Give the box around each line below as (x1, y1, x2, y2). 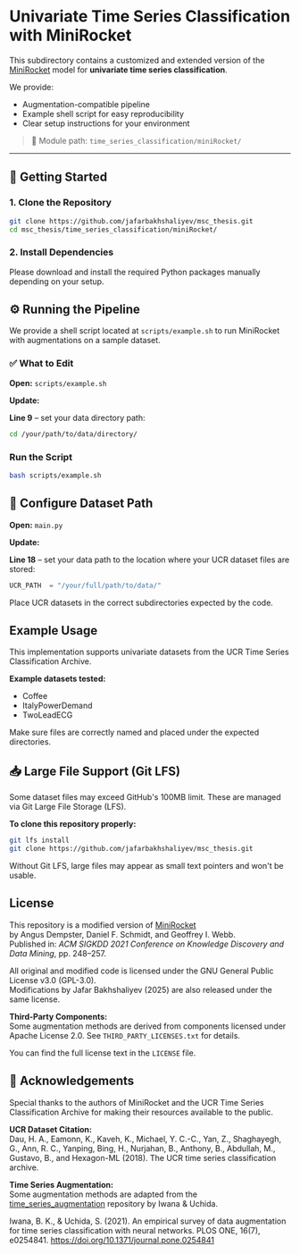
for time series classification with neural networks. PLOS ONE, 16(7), (9, 1225, 261, 1235)
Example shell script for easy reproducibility (21, 108, 185, 119)
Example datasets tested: (9, 673, 106, 685)
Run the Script (9, 450, 73, 463)
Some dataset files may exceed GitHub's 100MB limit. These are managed (9, 792, 281, 803)
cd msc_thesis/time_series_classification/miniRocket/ (9, 225, 218, 234)
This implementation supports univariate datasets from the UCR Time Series (9, 646, 289, 658)
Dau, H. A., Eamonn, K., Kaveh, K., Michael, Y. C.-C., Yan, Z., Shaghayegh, (9, 1133, 281, 1144)
